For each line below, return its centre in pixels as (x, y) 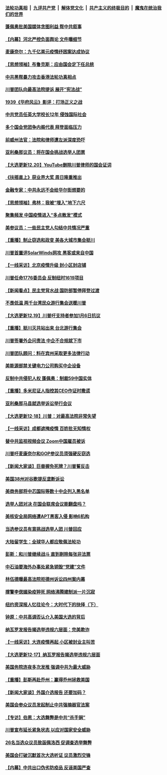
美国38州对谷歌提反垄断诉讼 (35, 479)
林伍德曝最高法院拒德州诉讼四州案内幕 (45, 579)
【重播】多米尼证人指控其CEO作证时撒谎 (48, 391)
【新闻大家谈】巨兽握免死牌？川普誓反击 (47, 466)
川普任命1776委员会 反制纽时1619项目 (45, 278)
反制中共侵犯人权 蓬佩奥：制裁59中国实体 (49, 378)
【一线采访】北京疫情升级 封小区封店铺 (46, 265)
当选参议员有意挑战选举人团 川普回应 (44, 529)
